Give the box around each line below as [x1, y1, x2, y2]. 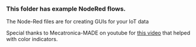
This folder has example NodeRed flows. [6, 5, 126, 13]
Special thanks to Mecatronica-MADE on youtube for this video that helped [6, 29, 191, 36]
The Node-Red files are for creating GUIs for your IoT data [6, 18, 149, 25]
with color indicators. [6, 36, 58, 43]
